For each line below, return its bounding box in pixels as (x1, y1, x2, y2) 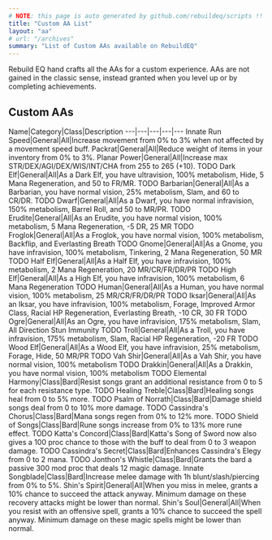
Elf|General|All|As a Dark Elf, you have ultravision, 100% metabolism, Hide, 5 (8, 170, 265, 179)
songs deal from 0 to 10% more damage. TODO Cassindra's (8, 403, 209, 413)
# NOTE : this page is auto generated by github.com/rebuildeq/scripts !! (8, 11, 264, 20)
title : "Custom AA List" (8, 19, 93, 28)
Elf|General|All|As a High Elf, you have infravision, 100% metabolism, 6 (8, 273, 245, 283)
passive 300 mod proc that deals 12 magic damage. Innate (8, 463, 205, 473)
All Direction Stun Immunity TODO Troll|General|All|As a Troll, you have (8, 325, 246, 335)
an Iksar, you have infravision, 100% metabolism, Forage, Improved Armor (8, 299, 256, 309)
